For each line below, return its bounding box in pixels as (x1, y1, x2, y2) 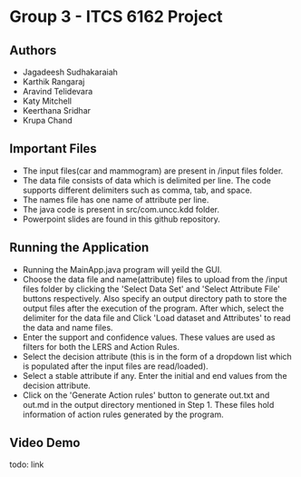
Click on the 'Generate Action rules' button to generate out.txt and (22, 389, 270, 401)
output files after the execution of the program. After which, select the (22, 303, 285, 313)
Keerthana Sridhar (22, 105, 92, 115)
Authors (9, 43, 57, 58)
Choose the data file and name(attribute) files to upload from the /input (22, 273, 288, 284)
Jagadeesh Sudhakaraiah (22, 66, 118, 77)
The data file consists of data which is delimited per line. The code (22, 174, 272, 185)
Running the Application (9, 240, 150, 255)
